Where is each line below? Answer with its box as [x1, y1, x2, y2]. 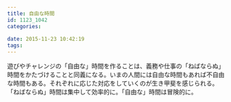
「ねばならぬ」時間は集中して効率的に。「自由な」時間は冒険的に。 [7, 88, 198, 96]
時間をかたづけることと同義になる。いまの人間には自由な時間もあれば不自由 [7, 70, 225, 79]
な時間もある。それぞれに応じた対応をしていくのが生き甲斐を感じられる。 [7, 79, 219, 87]
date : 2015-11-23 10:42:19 [7, 36, 85, 43]
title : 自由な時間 [7, 10, 55, 17]
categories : [7, 23, 41, 30]
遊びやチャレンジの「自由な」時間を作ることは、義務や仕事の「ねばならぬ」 [7, 62, 225, 70]
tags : [7, 42, 23, 49]
